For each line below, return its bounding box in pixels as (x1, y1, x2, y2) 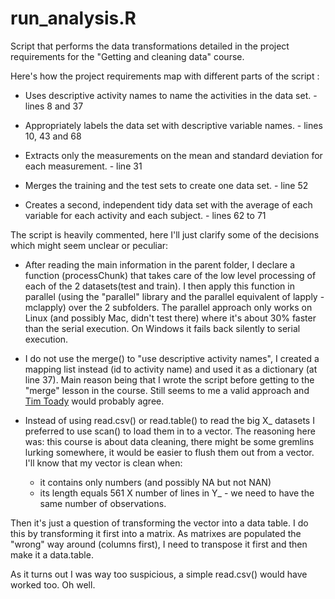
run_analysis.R (10, 7, 137, 30)
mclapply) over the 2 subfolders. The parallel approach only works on (24, 301, 313, 313)
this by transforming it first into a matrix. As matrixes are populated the (10, 527, 302, 539)
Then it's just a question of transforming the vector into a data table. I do (10, 517, 309, 529)
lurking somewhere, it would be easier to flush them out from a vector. (24, 446, 315, 458)
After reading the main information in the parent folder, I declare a (24, 258, 296, 271)
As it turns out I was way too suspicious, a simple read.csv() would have (10, 568, 308, 580)
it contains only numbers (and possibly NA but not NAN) (39, 476, 272, 488)
